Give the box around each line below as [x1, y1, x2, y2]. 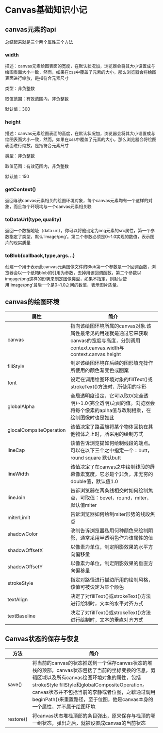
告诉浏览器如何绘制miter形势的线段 [70, 511, 150, 518]
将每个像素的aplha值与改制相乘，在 [70, 407, 151, 414]
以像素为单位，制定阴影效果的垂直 [70, 560, 148, 567]
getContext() [5, 186, 36, 192]
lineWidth [7, 471, 29, 477]
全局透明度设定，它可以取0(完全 [70, 392, 144, 399]
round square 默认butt [70, 455, 121, 461]
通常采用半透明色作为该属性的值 [80, 535, 153, 542]
